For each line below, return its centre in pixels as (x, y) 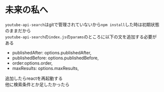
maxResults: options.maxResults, (46, 68)
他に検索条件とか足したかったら (37, 84)
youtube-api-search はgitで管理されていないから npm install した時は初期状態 (82, 24)
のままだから (18, 30)
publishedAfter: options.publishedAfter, (52, 52)
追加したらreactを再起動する (34, 78)
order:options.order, (32, 63)
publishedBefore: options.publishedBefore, (55, 58)
